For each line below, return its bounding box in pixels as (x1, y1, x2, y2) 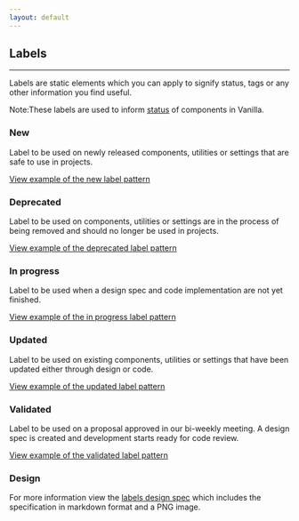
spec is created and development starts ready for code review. (9, 432, 239, 443)
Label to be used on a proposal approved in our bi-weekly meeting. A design (9, 423, 290, 434)
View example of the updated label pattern (9, 381, 166, 391)
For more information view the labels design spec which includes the (9, 493, 262, 503)
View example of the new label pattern (9, 173, 150, 184)
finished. (9, 294, 42, 305)
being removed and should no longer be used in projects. (9, 226, 220, 236)
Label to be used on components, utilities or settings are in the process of (9, 216, 279, 227)
